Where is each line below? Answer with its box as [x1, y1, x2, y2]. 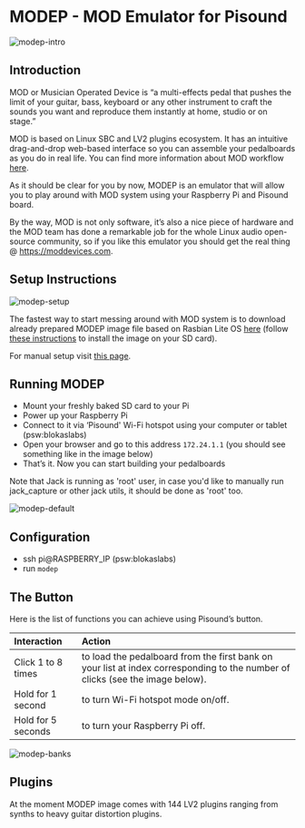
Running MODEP [9, 376, 105, 392]
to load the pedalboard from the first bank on [81, 650, 273, 663]
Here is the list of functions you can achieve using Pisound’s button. [9, 614, 263, 624]
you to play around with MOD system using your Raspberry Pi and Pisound [9, 189, 289, 200]
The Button [9, 589, 74, 605]
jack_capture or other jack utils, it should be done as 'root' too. [9, 485, 243, 496]
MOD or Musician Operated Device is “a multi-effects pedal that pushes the [9, 86, 292, 97]
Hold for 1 [14, 687, 57, 700]
